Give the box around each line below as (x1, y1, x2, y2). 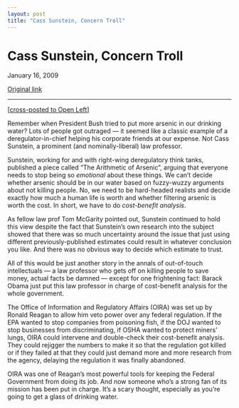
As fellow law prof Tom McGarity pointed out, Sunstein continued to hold (7, 215, 221, 224)
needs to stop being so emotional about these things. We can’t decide (7, 171, 213, 179)
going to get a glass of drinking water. (7, 392, 119, 401)
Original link (7, 85, 43, 93)
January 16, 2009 (7, 71, 59, 80)
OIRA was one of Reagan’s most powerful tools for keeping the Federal (7, 370, 215, 378)
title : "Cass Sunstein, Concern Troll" (7, 17, 126, 24)
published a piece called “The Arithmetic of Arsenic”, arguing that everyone (7, 163, 229, 172)
